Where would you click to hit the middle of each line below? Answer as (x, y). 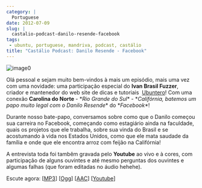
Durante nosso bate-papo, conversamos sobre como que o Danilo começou (101, 117)
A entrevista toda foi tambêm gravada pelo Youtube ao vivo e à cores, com (99, 154)
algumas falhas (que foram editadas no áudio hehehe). (74, 166)
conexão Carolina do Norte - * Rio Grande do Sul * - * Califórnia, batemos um (101, 99)
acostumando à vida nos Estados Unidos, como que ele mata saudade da (97, 136)
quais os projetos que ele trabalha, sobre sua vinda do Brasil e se (87, 129)
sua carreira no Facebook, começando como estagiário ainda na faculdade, (100, 123)
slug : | (16, 29)
